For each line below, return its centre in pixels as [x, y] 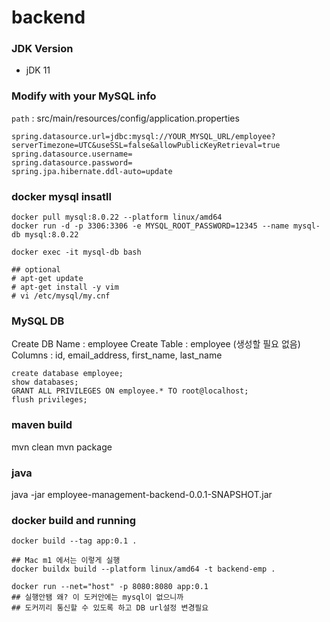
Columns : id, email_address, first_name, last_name [117, 355]
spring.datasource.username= [72, 154]
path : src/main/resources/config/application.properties [125, 118]
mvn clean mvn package [62, 447]
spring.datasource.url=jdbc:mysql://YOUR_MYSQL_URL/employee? [143, 136]
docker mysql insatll [61, 196]
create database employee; [67, 374]
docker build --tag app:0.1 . [74, 541]
